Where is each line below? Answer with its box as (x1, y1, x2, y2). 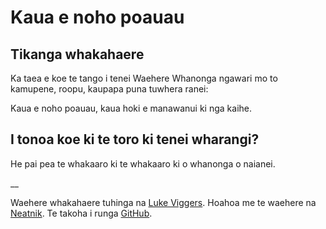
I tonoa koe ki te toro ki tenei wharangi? (10, 131, 260, 148)
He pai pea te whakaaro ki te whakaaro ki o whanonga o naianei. (10, 157, 276, 170)
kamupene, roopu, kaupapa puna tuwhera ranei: (10, 83, 209, 95)
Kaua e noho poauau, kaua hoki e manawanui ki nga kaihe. (10, 102, 253, 114)
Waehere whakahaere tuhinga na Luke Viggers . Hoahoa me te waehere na (10, 196, 317, 208)
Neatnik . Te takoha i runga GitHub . (10, 207, 153, 219)
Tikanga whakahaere (10, 46, 145, 63)
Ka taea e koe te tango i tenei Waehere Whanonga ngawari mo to (10, 72, 278, 84)
